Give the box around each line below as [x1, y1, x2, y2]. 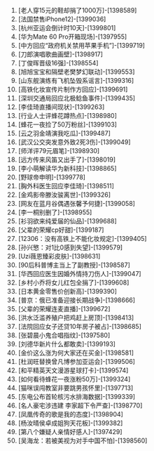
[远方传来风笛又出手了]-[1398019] [17, 155, 116, 164]
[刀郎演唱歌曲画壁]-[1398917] [17, 50, 104, 58]
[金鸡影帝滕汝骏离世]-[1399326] [17, 190, 111, 199]
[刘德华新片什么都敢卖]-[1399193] [17, 340, 116, 348]
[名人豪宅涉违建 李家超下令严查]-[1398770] [17, 401, 143, 410]
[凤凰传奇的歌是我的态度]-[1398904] [17, 410, 123, 418]
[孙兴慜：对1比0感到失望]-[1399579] [17, 243, 123, 251]
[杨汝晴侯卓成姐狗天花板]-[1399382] [17, 419, 123, 427]
